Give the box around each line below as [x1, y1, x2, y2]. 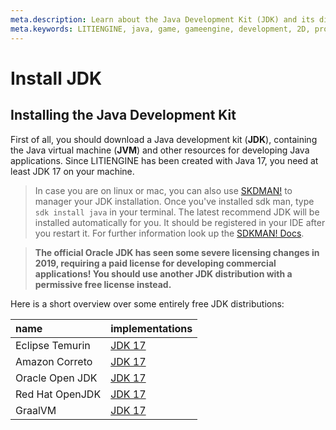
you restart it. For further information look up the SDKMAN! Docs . [34, 227, 305, 239]
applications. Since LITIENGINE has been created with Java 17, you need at [10, 154, 319, 166]
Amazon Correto [15, 354, 93, 368]
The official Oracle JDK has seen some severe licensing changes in [34, 246, 320, 258]
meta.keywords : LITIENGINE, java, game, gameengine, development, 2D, [10, 24, 311, 34]
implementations [110, 321, 193, 335]
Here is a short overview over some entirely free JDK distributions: [10, 297, 285, 310]
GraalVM [15, 403, 57, 417]
